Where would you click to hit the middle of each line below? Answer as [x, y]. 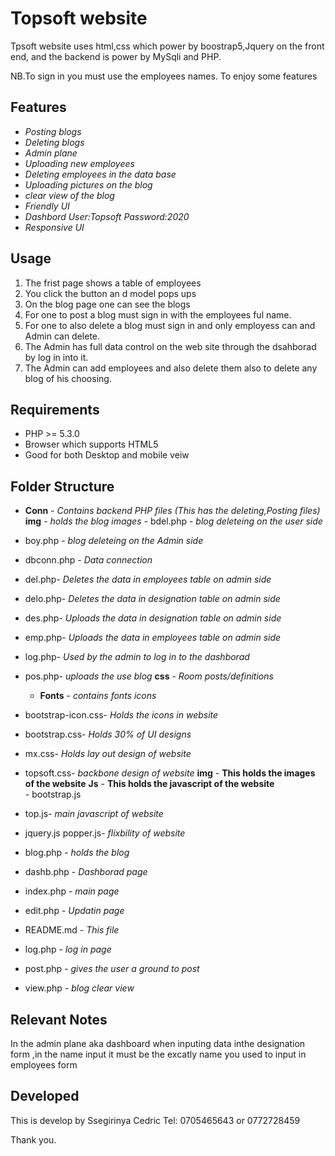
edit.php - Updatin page [74, 911]
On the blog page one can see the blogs [107, 304]
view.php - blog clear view [79, 988]
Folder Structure [62, 486]
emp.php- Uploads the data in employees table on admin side [153, 638]
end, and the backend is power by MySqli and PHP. [116, 56]
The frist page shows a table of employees [113, 283]
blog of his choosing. [68, 378]
